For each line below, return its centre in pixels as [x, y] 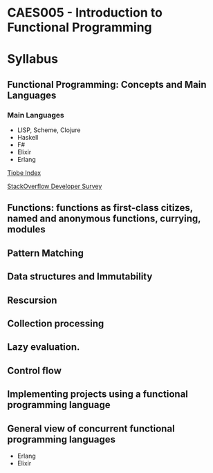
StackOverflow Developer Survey [55, 186]
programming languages [62, 439]
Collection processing [56, 324]
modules [27, 230]
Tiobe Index [24, 173]
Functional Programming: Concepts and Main [107, 84]
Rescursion [32, 300]
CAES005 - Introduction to [85, 13]
